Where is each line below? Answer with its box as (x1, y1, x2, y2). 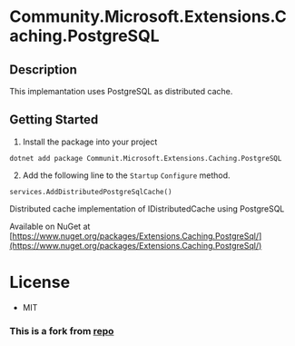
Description (9, 62, 77, 77)
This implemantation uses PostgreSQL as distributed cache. (9, 86, 233, 96)
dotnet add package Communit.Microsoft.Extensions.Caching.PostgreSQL (9, 153, 282, 163)
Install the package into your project (22, 136, 158, 147)
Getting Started (9, 112, 99, 128)
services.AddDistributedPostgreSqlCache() (9, 187, 172, 196)
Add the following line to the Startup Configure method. (22, 170, 231, 181)
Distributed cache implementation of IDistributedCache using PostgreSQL (9, 203, 285, 214)
